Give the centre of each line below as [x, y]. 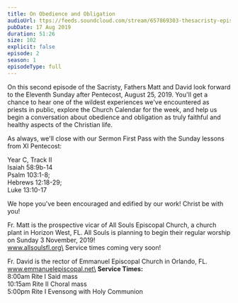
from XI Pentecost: [35, 145]
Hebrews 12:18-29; [35, 182]
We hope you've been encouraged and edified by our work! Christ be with [115, 204]
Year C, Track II [30, 160]
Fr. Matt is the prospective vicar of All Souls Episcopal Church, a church [112, 225]
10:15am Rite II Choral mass [47, 284]
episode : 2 [23, 54]
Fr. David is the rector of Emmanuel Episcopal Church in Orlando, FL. [107, 261]
